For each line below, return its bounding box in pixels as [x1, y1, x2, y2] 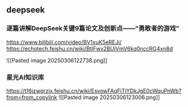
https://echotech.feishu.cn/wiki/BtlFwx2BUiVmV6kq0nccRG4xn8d [6, 45, 173, 52]
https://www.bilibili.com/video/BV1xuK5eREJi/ [6, 38, 122, 46]
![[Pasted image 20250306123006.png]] [58, 94, 161, 101]
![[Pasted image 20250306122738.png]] [6, 57, 108, 64]
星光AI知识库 [6, 73, 45, 81]
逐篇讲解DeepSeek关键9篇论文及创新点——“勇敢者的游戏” [6, 24, 180, 33]
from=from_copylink [6, 94, 57, 101]
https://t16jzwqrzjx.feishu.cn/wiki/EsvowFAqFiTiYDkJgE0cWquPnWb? [6, 87, 182, 94]
